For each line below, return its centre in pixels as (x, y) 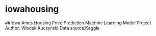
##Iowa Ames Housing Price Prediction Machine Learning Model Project (78, 23)
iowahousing (32, 9)
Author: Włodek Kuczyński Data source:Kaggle (52, 28)
